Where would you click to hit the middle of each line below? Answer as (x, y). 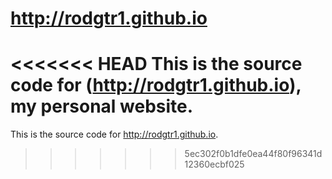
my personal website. (102, 106)
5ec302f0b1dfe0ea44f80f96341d (253, 154)
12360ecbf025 (214, 164)
